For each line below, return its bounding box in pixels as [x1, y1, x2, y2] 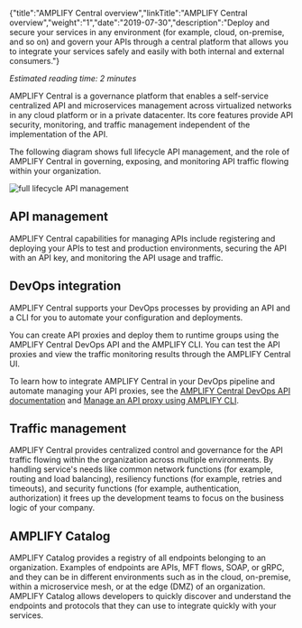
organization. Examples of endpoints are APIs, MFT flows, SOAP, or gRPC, [9, 562, 286, 573]
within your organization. [9, 166, 102, 176]
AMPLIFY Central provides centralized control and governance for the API [9, 445, 284, 456]
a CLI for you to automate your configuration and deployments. [9, 311, 243, 323]
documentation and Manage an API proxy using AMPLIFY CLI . [9, 394, 239, 405]
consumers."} [9, 56, 60, 66]
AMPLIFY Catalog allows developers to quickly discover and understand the [9, 591, 291, 602]
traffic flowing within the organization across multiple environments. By [9, 455, 274, 466]
